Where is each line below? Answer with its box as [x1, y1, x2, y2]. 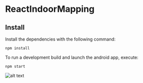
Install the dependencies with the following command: [5, 36, 116, 42]
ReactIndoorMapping [5, 3, 95, 15]
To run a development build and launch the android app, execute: [5, 54, 139, 60]
